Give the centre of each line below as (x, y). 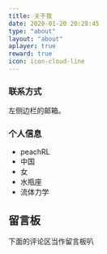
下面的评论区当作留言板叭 (51, 242)
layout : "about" (36, 39)
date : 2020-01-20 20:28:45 (54, 24)
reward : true (30, 54)
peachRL (35, 152)
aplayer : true (32, 46)
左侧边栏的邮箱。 (37, 111)
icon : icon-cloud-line (47, 62)
